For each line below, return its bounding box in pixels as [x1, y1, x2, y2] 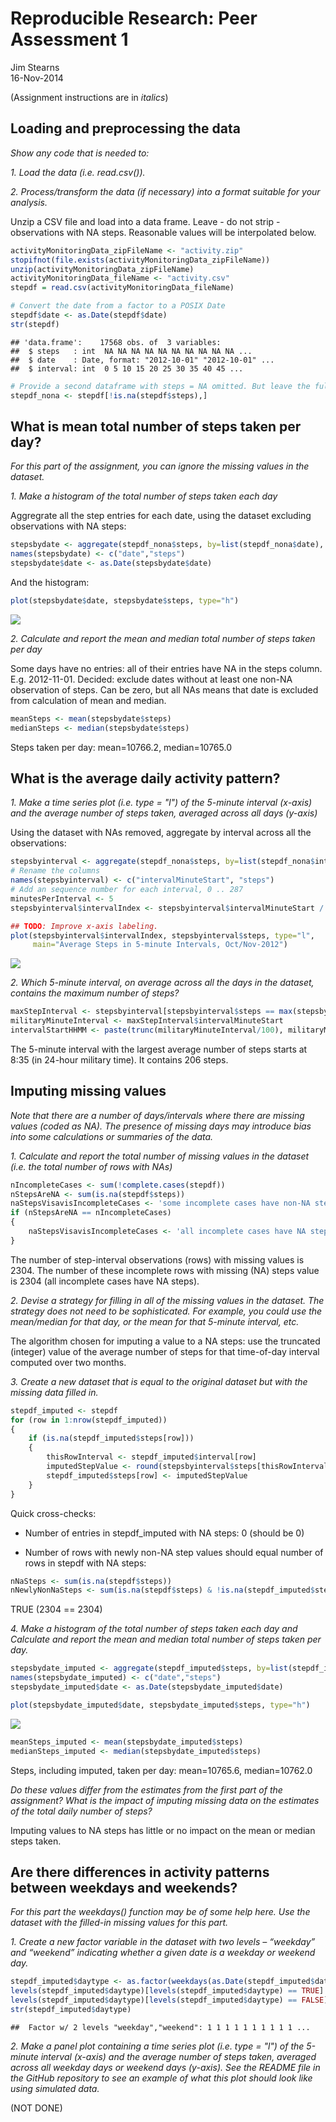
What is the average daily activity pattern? [10, 770, 281, 787]
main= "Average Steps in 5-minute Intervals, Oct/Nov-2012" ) [32, 940, 288, 950]
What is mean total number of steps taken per [10, 418, 302, 435]
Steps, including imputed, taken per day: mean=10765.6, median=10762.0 [10, 1764, 313, 1776]
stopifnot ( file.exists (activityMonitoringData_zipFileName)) [10, 255, 271, 265]
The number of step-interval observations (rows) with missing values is [10, 1253, 305, 1266]
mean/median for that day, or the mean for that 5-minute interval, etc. [10, 1315, 300, 1327]
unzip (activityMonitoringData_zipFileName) [10, 264, 195, 274]
